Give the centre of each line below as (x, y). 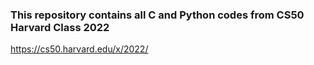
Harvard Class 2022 (60, 27)
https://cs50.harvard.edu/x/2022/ (79, 49)
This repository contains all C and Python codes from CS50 (157, 15)
